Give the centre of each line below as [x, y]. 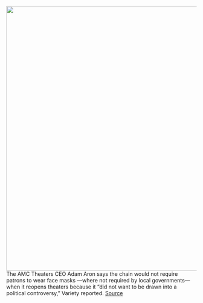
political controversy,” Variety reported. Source [65, 293]
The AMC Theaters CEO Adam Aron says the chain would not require [92, 274]
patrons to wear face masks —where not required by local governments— [98, 280]
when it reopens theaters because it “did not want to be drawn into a [92, 287]
